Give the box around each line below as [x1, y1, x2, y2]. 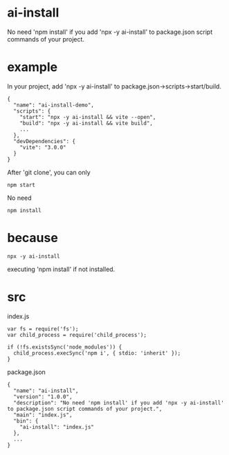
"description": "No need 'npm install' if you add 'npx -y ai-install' [13, 399, 225, 406]
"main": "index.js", [13, 411, 73, 418]
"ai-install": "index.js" [19, 423, 95, 430]
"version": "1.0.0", [13, 393, 73, 400]
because [7, 230, 59, 246]
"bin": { [13, 417, 39, 425]
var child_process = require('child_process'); [7, 331, 147, 338]
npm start [7, 181, 36, 188]
